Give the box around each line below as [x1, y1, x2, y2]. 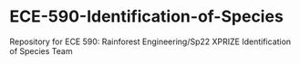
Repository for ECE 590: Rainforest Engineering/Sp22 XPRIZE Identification [9, 36, 292, 47]
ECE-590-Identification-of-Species [9, 6, 284, 27]
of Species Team [9, 45, 73, 56]
